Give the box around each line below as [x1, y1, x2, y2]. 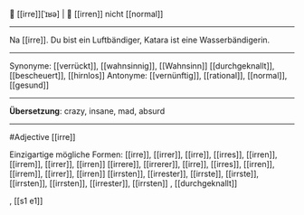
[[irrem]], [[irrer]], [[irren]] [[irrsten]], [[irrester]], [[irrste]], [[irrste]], [9, 168, 260, 179]
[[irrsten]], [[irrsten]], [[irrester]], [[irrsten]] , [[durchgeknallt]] [9, 178, 238, 189]
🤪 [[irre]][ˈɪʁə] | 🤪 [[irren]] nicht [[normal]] [9, 9, 164, 19]
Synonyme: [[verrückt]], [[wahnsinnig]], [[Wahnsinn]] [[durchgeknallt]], [9, 61, 275, 71]
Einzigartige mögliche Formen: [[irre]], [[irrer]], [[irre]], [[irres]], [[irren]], [9, 149, 278, 160]
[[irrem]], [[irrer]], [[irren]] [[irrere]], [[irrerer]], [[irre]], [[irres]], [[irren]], [9, 159, 275, 169]
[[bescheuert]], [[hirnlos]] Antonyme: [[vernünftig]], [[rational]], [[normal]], [9, 70, 288, 80]
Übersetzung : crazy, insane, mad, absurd [9, 106, 166, 117]
